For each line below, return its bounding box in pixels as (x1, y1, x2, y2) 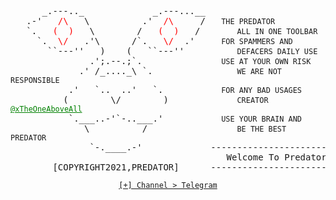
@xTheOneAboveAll (10, 104, 83, 114)
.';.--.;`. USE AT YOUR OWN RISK (89, 56, 312, 66)
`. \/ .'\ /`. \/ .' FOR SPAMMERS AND (36, 36, 293, 46)
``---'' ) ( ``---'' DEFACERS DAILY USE (47, 46, 318, 56)
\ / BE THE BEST (84, 123, 287, 134)
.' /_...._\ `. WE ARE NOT (78, 66, 283, 76)
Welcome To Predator (226, 152, 327, 163)
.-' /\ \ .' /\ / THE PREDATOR (26, 16, 276, 26)
